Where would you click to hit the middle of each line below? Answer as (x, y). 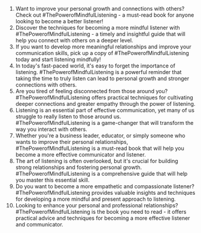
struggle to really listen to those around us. (68, 116)
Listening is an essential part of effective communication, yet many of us (105, 110)
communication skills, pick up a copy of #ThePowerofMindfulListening (102, 53)
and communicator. (39, 224)
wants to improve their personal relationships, (72, 142)
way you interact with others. (51, 129)
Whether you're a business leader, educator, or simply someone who (100, 136)
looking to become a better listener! (59, 21)
